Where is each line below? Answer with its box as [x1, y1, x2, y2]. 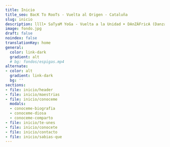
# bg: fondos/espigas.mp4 [10, 59, 65, 64]
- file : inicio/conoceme [5, 96, 58, 102]
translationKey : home [5, 40, 51, 45]
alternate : [5, 64, 28, 69]
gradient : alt [10, 54, 39, 60]
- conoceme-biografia [10, 106, 56, 111]
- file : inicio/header [5, 87, 53, 92]
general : [5, 45, 24, 50]
